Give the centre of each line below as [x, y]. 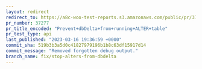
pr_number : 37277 [27, 23]
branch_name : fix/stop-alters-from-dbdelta [61, 56]
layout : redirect [27, 12]
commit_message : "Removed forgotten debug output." [72, 51]
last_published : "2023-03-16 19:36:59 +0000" [64, 40]
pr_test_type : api [29, 34]
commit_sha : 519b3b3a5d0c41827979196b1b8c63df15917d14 [76, 46]
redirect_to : [22, 17]
